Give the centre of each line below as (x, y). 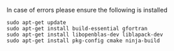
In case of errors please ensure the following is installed (87, 10)
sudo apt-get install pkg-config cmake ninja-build (83, 41)
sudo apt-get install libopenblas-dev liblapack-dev (85, 34)
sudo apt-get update (37, 23)
